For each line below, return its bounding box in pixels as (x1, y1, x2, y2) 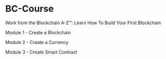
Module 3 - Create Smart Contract (5, 49, 78, 55)
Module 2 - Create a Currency (5, 39, 69, 45)
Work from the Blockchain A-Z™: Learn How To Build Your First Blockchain (5, 20, 161, 26)
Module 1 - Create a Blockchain (5, 29, 72, 35)
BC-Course (5, 3, 54, 15)
